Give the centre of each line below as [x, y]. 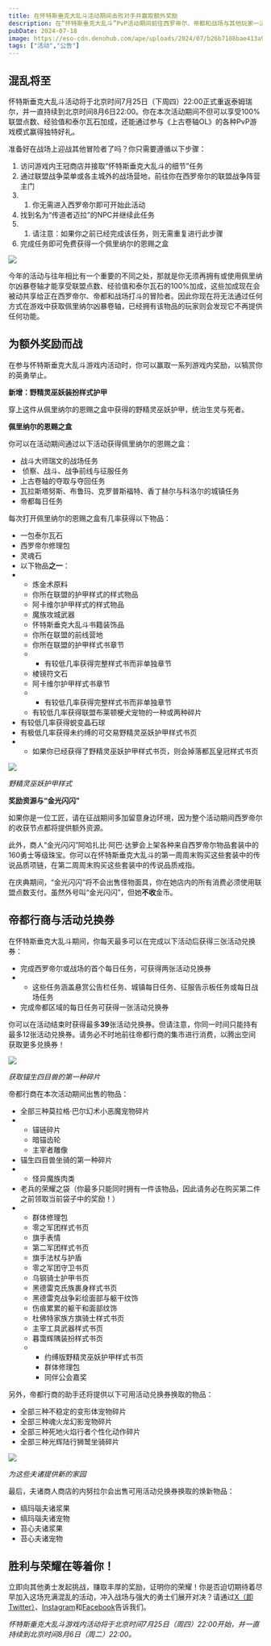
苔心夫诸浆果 [41, 1528]
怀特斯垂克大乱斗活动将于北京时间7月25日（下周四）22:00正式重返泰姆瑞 [130, 101]
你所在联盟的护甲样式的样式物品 [85, 594]
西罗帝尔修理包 [45, 545]
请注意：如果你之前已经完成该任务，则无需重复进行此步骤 [127, 233]
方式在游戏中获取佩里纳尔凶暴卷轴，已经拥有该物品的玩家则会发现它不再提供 [135, 306]
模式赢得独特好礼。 [47, 131]
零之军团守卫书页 [60, 1268]
